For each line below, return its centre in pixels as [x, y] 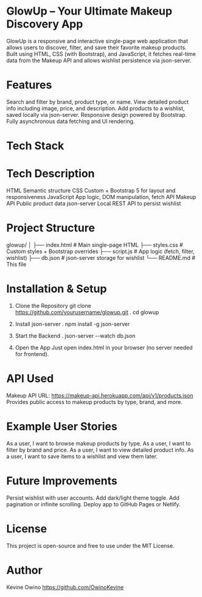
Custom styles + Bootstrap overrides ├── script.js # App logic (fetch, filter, [100, 251]
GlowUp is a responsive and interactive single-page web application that [97, 41]
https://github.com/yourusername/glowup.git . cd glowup [87, 312]
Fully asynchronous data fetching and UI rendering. [71, 121]
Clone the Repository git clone [53, 305]
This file [16, 264]
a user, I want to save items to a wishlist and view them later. [82, 456]
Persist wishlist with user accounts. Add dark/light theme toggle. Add [93, 498]
